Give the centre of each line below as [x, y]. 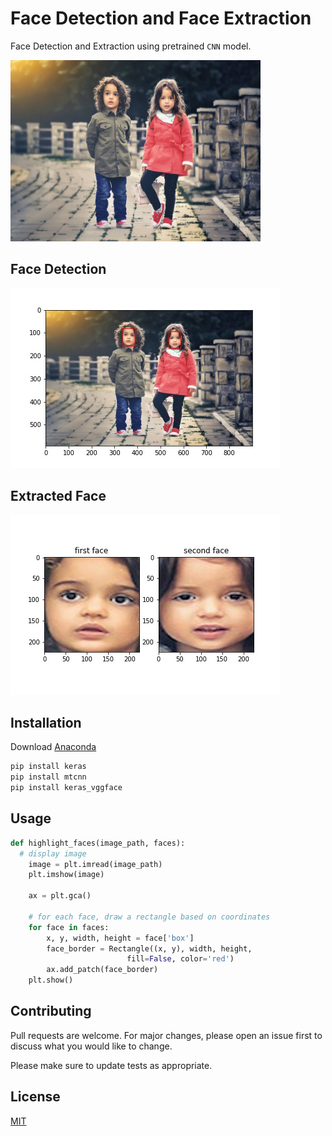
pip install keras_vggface [66, 788]
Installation [46, 722]
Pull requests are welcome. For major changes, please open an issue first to [166, 1035]
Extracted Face [58, 496]
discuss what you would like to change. [91, 1046]
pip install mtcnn [48, 777]
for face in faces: [69, 927]
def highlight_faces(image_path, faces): [98, 843]
